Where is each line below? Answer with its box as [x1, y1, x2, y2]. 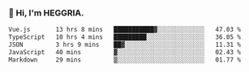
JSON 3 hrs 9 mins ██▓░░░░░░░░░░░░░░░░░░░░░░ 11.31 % [8, 40, 242, 49]
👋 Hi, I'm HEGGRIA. [8, 7, 84, 19]
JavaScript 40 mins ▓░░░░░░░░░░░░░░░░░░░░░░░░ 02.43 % [8, 48, 242, 56]
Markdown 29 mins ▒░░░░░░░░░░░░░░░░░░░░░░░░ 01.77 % [8, 56, 242, 64]
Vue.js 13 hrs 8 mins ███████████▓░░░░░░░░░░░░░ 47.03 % [8, 26, 242, 34]
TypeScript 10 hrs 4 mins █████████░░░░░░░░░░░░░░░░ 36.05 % [8, 33, 242, 41]
